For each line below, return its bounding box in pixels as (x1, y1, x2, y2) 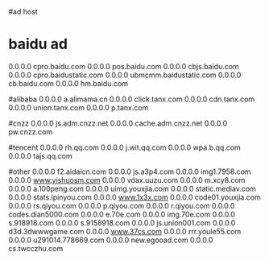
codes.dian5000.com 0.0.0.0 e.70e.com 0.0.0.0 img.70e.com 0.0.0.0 (8, 209, 236, 219)
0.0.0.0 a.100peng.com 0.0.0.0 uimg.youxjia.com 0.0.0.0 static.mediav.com (8, 184, 256, 193)
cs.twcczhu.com (8, 243, 64, 253)
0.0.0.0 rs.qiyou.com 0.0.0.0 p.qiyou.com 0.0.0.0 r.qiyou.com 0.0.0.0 (8, 200, 235, 210)
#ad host (8, 7, 38, 16)
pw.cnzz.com (8, 126, 53, 136)
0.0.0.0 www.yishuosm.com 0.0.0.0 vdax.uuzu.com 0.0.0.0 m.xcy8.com (8, 175, 246, 184)
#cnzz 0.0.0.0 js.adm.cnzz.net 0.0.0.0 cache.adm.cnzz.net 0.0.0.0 (8, 118, 228, 128)
